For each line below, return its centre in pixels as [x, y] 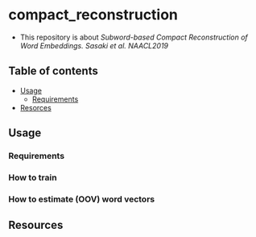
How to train [33, 177]
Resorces [36, 107]
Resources [36, 225]
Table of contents [53, 71]
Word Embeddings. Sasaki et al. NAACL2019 [94, 45]
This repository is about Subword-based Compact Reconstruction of [134, 37]
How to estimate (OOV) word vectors [82, 199]
